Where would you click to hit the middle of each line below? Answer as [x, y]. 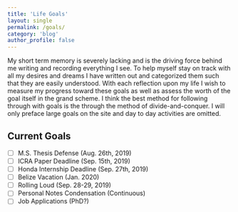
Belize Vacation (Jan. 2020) [58, 177]
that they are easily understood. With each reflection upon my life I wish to [117, 83]
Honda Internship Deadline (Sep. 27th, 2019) [83, 169]
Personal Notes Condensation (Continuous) [82, 194]
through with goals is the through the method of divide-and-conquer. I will [116, 106]
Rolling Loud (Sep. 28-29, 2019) [64, 185]
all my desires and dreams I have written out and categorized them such [113, 76]
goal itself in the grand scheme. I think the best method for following [108, 99]
